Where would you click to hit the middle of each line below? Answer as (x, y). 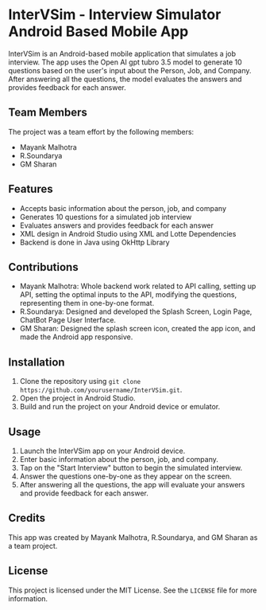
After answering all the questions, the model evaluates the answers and (125, 79)
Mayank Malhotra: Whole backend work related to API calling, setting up (138, 286)
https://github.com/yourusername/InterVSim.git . (101, 390)
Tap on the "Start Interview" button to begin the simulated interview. (131, 468)
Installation (37, 362)
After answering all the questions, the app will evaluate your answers (132, 485)
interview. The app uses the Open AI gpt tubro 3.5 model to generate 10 (125, 62)
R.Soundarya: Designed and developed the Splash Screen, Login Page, (136, 311)
